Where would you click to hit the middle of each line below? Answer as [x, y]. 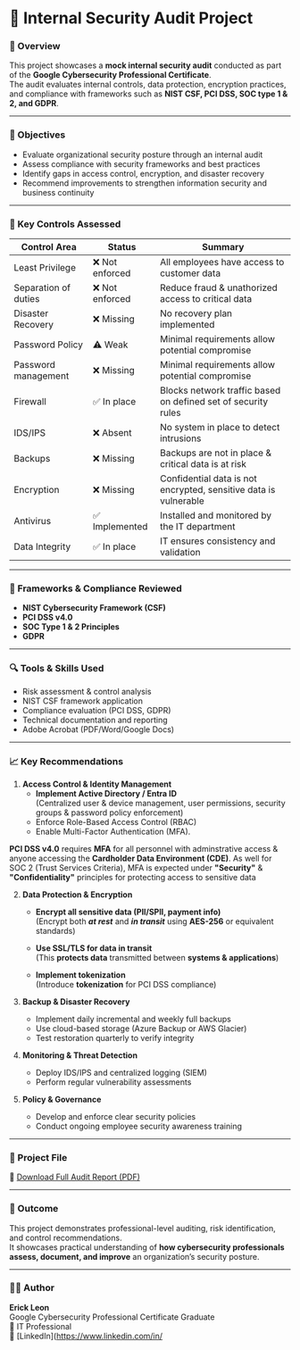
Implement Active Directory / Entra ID [106, 793]
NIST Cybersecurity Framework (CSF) [94, 608]
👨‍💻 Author [32, 1287]
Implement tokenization [81, 975]
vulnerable [182, 501]
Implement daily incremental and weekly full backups [133, 1019]
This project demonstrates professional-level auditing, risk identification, [142, 1228]
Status [122, 247]
